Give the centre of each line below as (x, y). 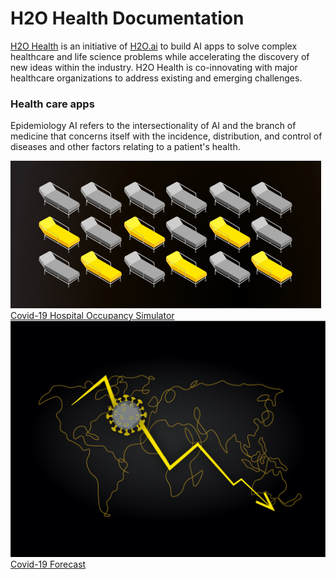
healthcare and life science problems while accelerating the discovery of (160, 56)
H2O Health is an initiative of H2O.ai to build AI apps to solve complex (154, 46)
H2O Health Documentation (127, 18)
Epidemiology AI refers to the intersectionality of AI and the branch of (153, 126)
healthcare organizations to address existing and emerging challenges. (156, 78)
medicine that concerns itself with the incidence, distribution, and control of (166, 136)
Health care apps (52, 104)
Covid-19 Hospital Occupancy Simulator (92, 316)
